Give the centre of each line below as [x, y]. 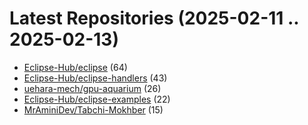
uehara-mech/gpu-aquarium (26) [92, 88]
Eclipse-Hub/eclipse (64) [75, 67]
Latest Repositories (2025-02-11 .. [154, 18]
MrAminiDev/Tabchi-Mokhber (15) [93, 109]
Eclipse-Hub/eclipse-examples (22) [97, 99]
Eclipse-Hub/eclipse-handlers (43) [95, 78]
